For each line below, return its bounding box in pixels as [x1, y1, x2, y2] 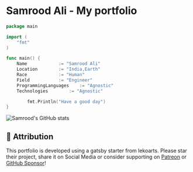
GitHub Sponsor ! [6, 160, 46, 167]
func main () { [6, 56, 41, 61]
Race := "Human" [16, 72, 85, 78]
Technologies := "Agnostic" [16, 88, 104, 94]
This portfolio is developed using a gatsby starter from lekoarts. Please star [6, 147, 187, 154]
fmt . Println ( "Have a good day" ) [27, 98, 106, 105]
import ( [6, 34, 27, 40]
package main [6, 23, 38, 29]
